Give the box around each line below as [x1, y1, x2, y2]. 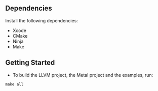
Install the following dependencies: [5, 17, 78, 23]
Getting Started [5, 58, 55, 67]
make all [5, 81, 24, 87]
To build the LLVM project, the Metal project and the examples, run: [12, 72, 153, 78]
